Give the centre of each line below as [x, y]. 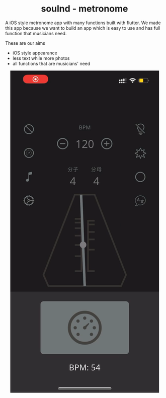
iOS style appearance [35, 53]
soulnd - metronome [85, 9]
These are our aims [25, 43]
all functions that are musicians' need [51, 63]
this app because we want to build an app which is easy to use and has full [83, 28]
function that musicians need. [36, 33]
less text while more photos [41, 58]
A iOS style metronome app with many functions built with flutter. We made [83, 23]
